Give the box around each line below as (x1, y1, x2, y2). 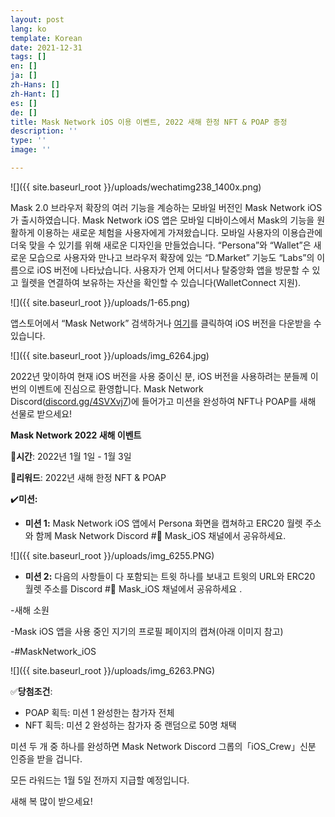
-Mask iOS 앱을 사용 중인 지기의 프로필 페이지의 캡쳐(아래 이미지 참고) (10, 625, 284, 637)
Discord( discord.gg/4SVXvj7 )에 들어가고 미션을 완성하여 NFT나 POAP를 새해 (10, 395, 317, 407)
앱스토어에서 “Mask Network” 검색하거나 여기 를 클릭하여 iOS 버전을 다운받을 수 (10, 317, 322, 329)
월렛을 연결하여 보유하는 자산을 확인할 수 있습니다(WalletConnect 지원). (20, 276, 302, 288)
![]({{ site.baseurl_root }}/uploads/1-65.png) (10, 296, 191, 308)
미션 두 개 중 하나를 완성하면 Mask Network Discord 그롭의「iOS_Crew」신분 (10, 740, 317, 752)
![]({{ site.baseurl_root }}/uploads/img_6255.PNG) (10, 549, 215, 561)
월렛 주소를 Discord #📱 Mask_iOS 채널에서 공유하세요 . (24, 582, 243, 595)
